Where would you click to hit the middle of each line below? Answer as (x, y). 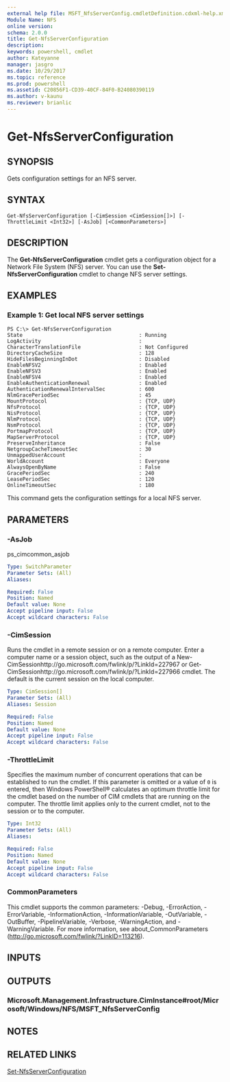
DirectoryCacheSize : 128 (81, 353)
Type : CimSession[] (35, 692)
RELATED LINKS (42, 1055)
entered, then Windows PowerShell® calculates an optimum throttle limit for (114, 789)
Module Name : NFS (32, 20)
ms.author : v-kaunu (35, 97)
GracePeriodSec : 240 (81, 473)
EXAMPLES (32, 295)
